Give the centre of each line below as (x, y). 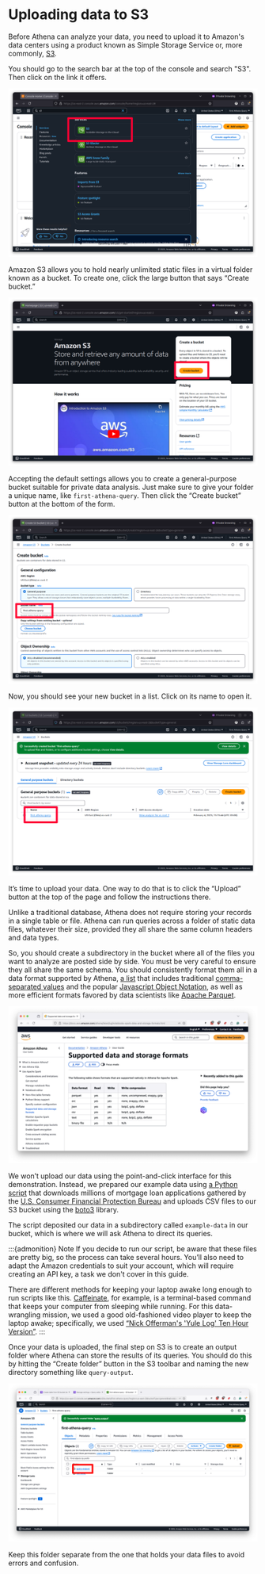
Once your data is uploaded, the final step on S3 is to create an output (123, 1347)
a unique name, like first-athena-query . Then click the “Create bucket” (125, 496)
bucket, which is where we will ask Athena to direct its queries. (111, 1234)
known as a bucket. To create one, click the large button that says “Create (129, 278)
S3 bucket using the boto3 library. (63, 1210)
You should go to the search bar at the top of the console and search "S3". (130, 68)
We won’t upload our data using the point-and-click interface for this (120, 1176)
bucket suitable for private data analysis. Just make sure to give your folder (131, 487)
